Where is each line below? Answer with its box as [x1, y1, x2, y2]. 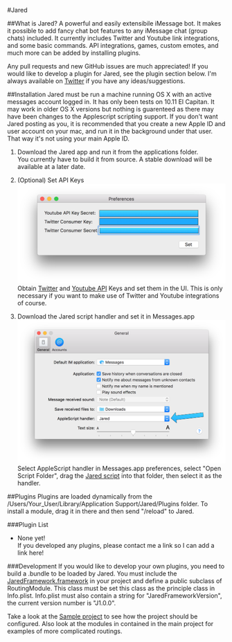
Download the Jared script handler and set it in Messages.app [17, 312, 195, 321]
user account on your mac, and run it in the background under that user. [7, 127, 213, 135]
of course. [17, 299, 47, 307]
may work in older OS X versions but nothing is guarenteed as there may [7, 105, 215, 113]
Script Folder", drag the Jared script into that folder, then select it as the [17, 471, 222, 480]
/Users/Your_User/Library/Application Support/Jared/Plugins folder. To [7, 499, 208, 508]
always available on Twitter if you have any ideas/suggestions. [7, 77, 186, 85]
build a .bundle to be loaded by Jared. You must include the [7, 569, 177, 578]
